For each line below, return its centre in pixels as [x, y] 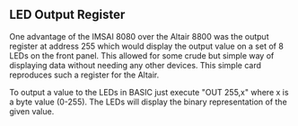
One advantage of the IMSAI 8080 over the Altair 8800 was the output [139, 36]
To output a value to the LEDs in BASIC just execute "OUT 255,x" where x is [149, 92]
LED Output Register [67, 15]
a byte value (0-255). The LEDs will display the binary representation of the [148, 102]
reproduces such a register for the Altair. [84, 75]
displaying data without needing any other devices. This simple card [136, 65]
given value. [32, 111]
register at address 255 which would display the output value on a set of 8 [147, 46]
